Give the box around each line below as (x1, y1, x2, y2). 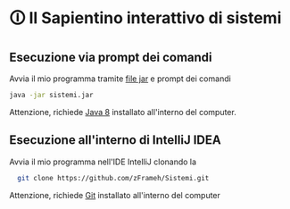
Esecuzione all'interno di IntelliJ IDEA (9, 132, 221, 148)
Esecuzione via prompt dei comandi (9, 49, 212, 64)
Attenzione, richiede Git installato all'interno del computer (9, 189, 221, 200)
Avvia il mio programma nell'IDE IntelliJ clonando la (9, 156, 197, 167)
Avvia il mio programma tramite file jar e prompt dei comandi (9, 73, 232, 84)
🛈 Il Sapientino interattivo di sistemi (9, 8, 282, 29)
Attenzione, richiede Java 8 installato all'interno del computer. (9, 106, 236, 117)
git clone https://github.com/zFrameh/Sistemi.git (17, 173, 210, 182)
